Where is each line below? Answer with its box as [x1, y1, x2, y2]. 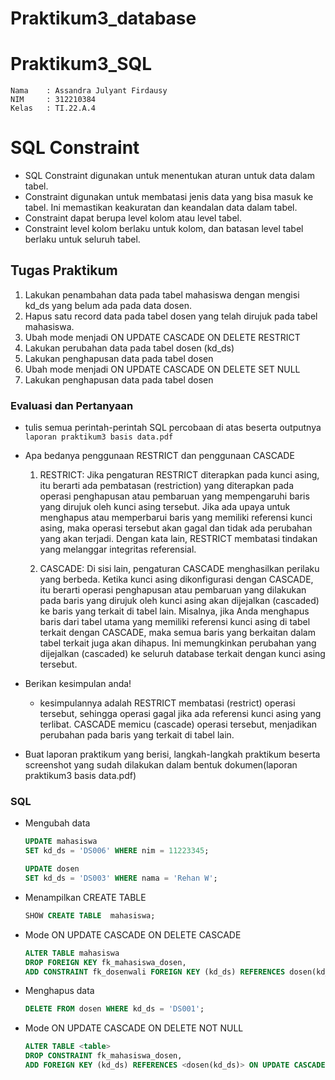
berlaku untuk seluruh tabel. [24, 233, 141, 246]
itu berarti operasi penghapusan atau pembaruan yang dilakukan [39, 584, 307, 596]
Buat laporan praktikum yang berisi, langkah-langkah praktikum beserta [24, 748, 321, 761]
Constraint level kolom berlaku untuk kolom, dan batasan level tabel [24, 223, 304, 235]
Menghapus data [24, 985, 95, 997]
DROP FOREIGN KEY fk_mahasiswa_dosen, [24, 957, 187, 967]
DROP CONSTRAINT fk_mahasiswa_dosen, [24, 1051, 183, 1061]
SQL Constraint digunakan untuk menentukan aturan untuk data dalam [24, 170, 315, 182]
